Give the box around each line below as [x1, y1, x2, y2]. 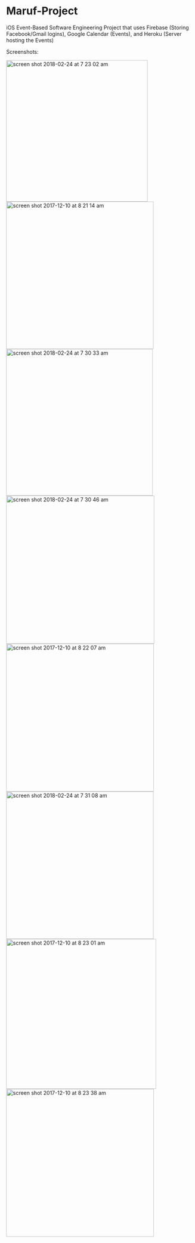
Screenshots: [6, 48, 39, 55]
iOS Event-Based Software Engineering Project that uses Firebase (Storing [6, 24, 189, 31]
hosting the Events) [6, 36, 54, 44]
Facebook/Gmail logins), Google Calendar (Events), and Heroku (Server [6, 30, 182, 37]
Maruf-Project [6, 4, 78, 18]
